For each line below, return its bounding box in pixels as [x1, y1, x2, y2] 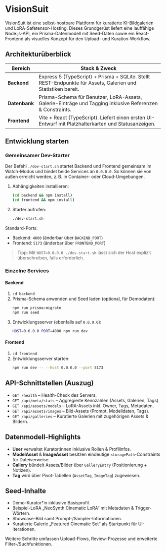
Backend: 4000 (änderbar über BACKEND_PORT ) [12, 235, 103, 241]
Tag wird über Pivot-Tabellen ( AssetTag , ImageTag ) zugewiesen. [12, 472, 141, 478]
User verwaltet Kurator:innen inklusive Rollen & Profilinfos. [12, 446, 131, 452]
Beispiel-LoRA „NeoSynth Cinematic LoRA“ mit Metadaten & [12, 505, 134, 511]
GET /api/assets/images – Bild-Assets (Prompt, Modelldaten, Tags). [12, 408, 150, 414]
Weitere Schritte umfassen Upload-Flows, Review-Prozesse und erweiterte [5, 536, 158, 542]
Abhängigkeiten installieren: [12, 184, 69, 189]
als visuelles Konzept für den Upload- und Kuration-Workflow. [24, 36, 151, 42]
